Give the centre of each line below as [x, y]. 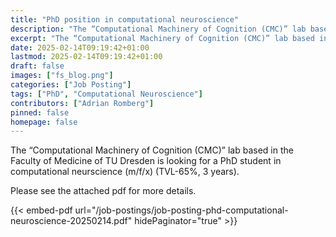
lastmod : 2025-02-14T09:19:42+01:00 [86, 57]
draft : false [37, 66]
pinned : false [40, 112]
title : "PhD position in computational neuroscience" [125, 19]
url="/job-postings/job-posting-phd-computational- [181, 210]
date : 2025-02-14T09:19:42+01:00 [80, 47]
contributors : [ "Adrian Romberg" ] [82, 103]
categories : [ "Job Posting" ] [71, 85]
